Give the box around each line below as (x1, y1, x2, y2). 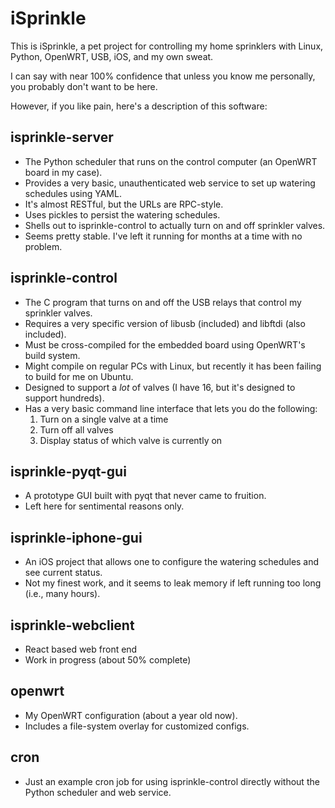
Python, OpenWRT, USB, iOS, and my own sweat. (10, 50, 214, 62)
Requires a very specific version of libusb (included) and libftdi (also (24, 317, 306, 329)
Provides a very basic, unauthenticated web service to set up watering (24, 177, 316, 189)
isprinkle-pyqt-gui (10, 463, 127, 480)
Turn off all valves (39, 423, 114, 436)
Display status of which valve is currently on (39, 434, 223, 446)
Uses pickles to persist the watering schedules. (24, 208, 221, 221)
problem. (24, 240, 63, 252)
